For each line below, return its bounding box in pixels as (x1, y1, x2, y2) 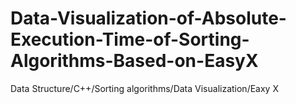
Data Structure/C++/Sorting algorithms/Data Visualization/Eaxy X (10, 82, 279, 94)
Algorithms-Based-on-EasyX (10, 50, 259, 72)
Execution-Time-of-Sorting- (10, 28, 250, 51)
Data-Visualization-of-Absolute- (10, 7, 287, 30)
